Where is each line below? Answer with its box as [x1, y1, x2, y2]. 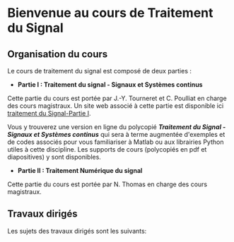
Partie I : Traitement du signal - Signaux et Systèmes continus [17, 80, 203, 89]
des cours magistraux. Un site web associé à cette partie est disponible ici [7, 102, 224, 110]
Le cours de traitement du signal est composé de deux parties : [7, 67, 192, 75]
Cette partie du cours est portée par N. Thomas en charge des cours [7, 180, 208, 188]
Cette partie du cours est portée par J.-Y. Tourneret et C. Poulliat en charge [7, 94, 228, 102]
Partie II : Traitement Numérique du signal [17, 167, 143, 174]
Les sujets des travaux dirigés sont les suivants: [7, 226, 147, 235]
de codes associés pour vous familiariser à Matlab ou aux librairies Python [7, 138, 224, 146]
